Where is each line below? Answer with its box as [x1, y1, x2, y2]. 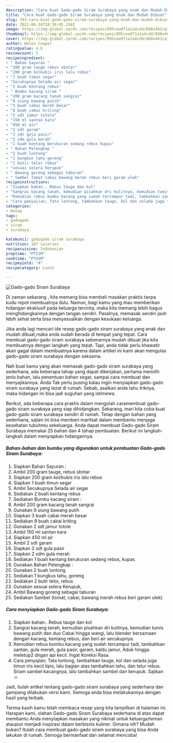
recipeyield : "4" [6, 261, 43, 266]
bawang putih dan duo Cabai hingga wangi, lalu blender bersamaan [13, 630, 157, 636]
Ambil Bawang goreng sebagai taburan [13, 589, 96, 595]
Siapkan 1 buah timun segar [13, 479, 72, 486]
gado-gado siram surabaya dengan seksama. [6, 353, 102, 359]
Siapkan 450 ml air [13, 534, 53, 540]
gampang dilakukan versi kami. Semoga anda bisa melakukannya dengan [6, 689, 161, 695]
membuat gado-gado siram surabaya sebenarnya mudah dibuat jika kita [6, 337, 158, 342]
